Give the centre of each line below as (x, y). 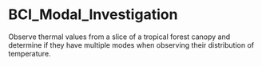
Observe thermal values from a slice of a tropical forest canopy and (119, 37)
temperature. (30, 53)
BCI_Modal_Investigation (93, 15)
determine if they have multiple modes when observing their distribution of (131, 45)
